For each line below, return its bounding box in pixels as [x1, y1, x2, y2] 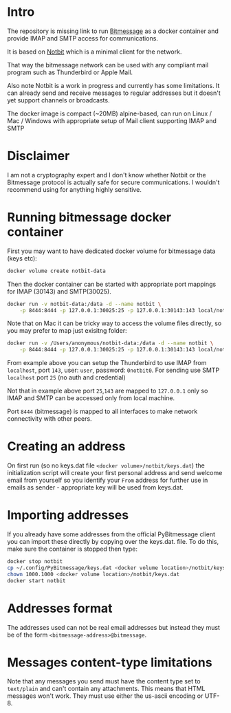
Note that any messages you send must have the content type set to [7, 677, 201, 685]
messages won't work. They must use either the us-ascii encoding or [7, 692, 203, 700]
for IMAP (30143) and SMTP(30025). [7, 287, 111, 296]
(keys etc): [7, 254, 38, 262]
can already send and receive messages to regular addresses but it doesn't [7, 89, 221, 97]
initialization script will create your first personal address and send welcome [7, 469, 223, 477]
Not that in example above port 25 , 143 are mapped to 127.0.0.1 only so [7, 386, 208, 395]
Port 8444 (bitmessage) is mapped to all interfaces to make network [7, 407, 198, 416]
